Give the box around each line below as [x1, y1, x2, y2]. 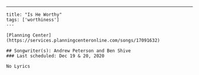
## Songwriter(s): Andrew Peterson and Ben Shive [6, 48, 131, 54]
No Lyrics [6, 63, 31, 69]
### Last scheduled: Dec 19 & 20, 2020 [6, 53, 105, 59]
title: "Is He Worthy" [6, 12, 62, 18]
